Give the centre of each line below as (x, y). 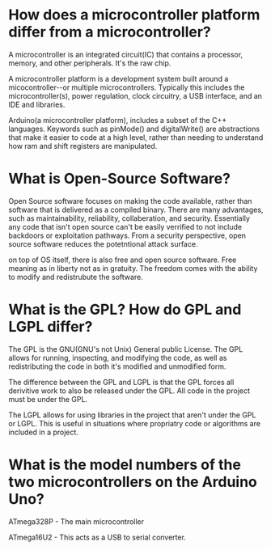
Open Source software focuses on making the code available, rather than (130, 201)
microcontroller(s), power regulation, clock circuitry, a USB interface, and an (135, 95)
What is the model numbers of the (125, 465)
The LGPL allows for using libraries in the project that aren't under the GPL (132, 415)
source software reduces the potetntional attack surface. (103, 243)
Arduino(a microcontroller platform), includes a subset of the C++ (118, 120)
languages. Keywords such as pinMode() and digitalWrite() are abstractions (134, 129)
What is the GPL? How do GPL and (125, 310)
